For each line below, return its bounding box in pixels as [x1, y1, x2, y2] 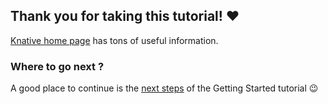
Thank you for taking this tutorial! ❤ [10, 8, 240, 25]
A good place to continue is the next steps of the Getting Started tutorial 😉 [10, 82, 319, 94]
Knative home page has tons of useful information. [10, 34, 219, 46]
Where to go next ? [10, 59, 105, 73]
